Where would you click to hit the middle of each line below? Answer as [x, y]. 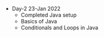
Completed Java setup [48, 15]
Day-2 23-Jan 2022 [36, 9]
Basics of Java [39, 21]
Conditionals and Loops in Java [59, 27]
